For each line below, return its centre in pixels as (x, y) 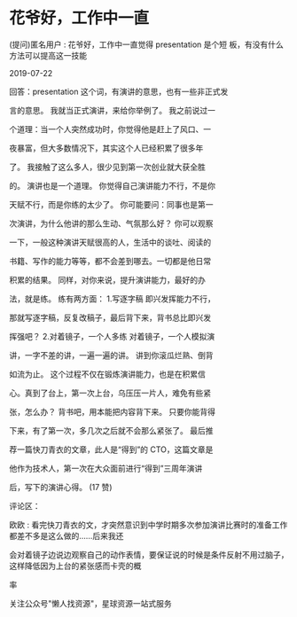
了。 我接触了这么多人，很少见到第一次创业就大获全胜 (107, 167)
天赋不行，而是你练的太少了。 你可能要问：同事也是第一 (111, 204)
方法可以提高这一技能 (48, 55)
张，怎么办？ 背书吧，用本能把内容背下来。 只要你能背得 (112, 411)
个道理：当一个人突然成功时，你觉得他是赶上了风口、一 (110, 129)
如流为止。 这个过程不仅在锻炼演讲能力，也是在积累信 (107, 374)
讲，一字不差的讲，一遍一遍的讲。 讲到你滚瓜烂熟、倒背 (111, 355)
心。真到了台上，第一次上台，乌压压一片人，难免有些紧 (110, 393)
